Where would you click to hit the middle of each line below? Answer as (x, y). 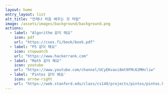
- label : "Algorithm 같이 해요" (41, 33)
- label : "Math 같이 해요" (35, 61)
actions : (14, 28)
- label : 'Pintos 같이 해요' (38, 75)
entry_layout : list (25, 14)
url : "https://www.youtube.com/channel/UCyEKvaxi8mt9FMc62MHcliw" (85, 70)
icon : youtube (29, 65)
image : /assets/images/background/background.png (58, 24)
